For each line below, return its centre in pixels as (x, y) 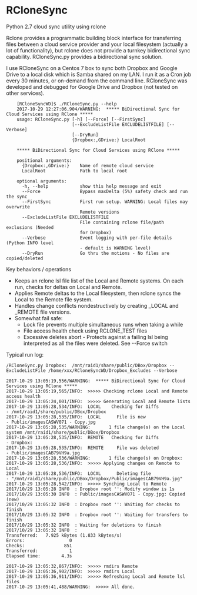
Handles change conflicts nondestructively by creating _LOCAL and (96, 305)
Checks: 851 (39, 546)
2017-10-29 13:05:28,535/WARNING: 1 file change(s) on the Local (96, 427)
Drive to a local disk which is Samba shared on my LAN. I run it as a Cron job (99, 74)
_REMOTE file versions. (43, 312)
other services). (25, 93)
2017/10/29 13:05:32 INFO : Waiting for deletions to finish (84, 525)
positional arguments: (44, 160)
